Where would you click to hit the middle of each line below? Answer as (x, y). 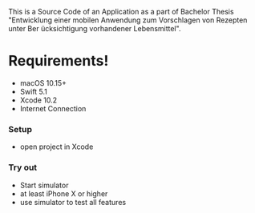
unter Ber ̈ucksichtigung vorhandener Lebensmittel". (95, 28)
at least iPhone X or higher (64, 193)
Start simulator (44, 185)
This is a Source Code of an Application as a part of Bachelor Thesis (121, 12)
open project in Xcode (57, 147)
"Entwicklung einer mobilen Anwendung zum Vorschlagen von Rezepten (128, 20)
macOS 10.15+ (43, 82)
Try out (23, 167)
